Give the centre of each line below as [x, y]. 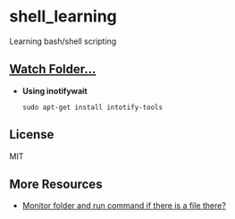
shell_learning [63, 17]
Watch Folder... [53, 69]
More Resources [56, 184]
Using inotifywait [55, 90]
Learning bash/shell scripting [63, 41]
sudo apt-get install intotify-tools [92, 107]
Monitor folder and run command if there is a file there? [124, 206]
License [32, 135]
